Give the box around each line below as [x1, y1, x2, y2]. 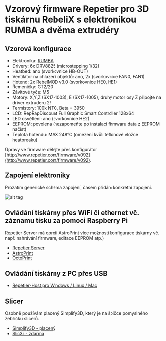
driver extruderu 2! [12, 100, 51, 105]
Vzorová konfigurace [5, 44, 72, 53]
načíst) [12, 126, 27, 132]
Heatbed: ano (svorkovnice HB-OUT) [12, 68, 88, 74]
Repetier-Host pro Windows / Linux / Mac [12, 282, 98, 289]
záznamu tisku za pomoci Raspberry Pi [5, 216, 128, 225]
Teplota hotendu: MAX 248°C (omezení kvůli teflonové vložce [12, 132, 139, 137]
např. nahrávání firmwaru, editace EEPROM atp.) [5, 235, 104, 241]
